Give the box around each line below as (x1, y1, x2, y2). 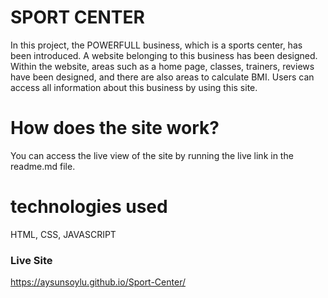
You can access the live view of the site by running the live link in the (10, 149, 294, 161)
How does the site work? (10, 117, 220, 140)
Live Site (10, 253, 53, 267)
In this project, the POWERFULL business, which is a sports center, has (10, 39, 303, 51)
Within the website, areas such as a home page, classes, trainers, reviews (10, 60, 315, 72)
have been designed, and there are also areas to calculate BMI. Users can (10, 71, 315, 83)
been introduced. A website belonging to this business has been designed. (10, 49, 318, 61)
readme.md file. (10, 160, 76, 172)
